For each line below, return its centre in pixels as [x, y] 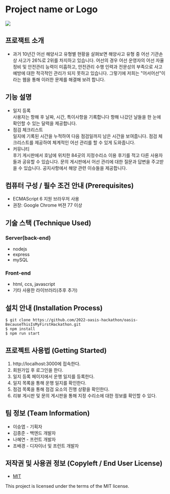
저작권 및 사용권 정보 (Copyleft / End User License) [84, 464]
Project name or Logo [52, 9]
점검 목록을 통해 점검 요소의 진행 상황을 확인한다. [61, 389]
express [21, 255]
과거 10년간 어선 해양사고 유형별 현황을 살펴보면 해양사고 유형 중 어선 [81, 54]
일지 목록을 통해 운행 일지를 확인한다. [50, 383]
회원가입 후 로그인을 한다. [38, 370]
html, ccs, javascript [34, 284]
